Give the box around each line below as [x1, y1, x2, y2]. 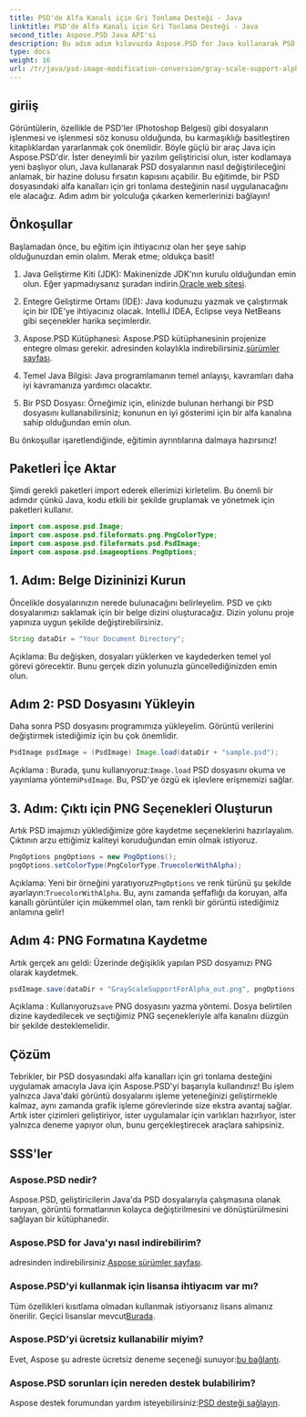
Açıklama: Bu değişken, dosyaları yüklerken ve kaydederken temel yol [9, 650, 271, 662]
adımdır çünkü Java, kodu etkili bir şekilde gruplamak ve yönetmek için [9, 495, 275, 506]
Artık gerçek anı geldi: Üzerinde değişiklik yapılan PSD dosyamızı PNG [9, 957, 272, 968]
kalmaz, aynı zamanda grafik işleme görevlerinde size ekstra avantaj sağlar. [9, 1100, 293, 1111]
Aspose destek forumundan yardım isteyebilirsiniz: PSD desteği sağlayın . [9, 1398, 280, 1409]
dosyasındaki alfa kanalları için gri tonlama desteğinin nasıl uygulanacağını [9, 180, 289, 192]
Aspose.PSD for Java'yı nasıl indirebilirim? [9, 1236, 202, 1249]
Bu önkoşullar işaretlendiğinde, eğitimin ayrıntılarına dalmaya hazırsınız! [9, 435, 278, 446]
